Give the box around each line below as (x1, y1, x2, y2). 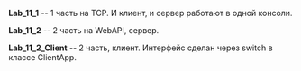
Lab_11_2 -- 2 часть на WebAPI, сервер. (8, 25, 160, 35)
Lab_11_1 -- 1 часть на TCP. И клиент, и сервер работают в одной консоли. (8, 8, 293, 18)
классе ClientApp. (8, 52, 78, 62)
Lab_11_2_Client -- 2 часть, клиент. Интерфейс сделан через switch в (8, 42, 273, 53)
